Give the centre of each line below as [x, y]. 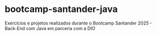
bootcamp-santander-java [61, 9]
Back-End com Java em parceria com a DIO [50, 28]
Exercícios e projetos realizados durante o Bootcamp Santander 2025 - [78, 23]
